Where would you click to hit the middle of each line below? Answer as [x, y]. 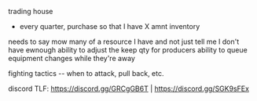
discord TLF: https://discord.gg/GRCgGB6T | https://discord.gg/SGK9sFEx [129, 88]
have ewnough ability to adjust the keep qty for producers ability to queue [128, 50]
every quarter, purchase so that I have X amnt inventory [110, 26]
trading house [31, 11]
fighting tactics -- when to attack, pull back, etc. [86, 73]
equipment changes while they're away [72, 58]
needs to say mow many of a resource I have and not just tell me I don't [124, 41]
